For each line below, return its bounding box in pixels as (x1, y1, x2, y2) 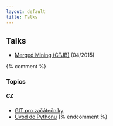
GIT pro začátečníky (14, 107, 64, 114)
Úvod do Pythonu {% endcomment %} (14, 113, 108, 121)
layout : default (6, 8, 46, 15)
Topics (6, 78, 26, 86)
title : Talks (6, 14, 38, 20)
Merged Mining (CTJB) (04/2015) (14, 51, 95, 59)
